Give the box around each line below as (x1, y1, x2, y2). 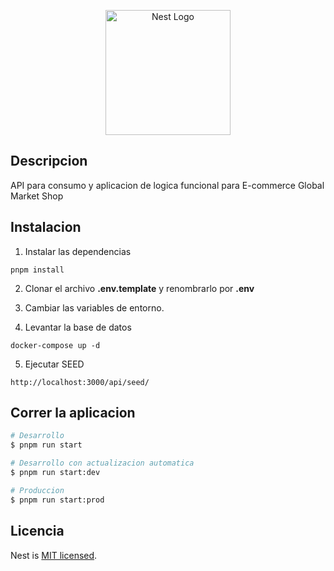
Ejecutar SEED (24, 358, 85, 370)
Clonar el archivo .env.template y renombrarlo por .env (24, 282, 255, 294)
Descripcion (10, 153, 88, 170)
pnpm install (10, 265, 65, 275)
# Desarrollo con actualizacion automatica (10, 458, 195, 469)
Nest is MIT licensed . (10, 549, 98, 561)
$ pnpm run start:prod (10, 495, 105, 505)
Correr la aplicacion (10, 405, 136, 422)
